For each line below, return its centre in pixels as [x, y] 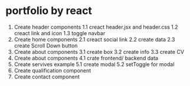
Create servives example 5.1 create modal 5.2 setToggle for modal [94, 64]
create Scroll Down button [46, 46]
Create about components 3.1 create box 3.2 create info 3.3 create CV [99, 51]
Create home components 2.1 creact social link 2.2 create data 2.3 [94, 39]
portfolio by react [49, 11]
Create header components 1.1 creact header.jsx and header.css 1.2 [96, 27]
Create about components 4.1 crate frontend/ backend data [86, 58]
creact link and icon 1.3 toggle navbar [60, 33]
